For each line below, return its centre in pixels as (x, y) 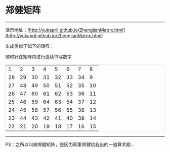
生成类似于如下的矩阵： (30, 46)
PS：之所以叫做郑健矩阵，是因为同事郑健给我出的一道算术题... (70, 144)
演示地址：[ (17, 30)
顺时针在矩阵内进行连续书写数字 (38, 56)
